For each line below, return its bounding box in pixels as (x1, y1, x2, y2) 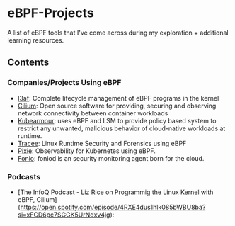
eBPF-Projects (7, 5, 94, 21)
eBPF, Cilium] (17, 195, 57, 203)
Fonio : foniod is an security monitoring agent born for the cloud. (17, 154, 205, 162)
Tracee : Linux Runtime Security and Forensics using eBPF (17, 139, 187, 147)
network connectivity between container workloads (17, 108, 168, 118)
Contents (7, 57, 50, 69)
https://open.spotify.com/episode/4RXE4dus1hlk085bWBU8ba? (20, 203, 206, 211)
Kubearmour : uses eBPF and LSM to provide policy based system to (17, 116, 217, 125)
